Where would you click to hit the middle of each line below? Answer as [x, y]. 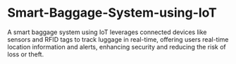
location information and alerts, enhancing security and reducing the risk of [117, 47]
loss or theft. [26, 54]
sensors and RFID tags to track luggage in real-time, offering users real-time [118, 39]
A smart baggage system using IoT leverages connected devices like [107, 32]
